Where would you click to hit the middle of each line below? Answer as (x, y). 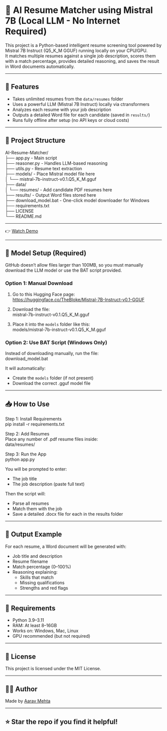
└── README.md (23, 216)
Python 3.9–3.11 (28, 620)
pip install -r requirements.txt (35, 424)
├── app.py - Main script (31, 158)
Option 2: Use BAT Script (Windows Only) (56, 343)
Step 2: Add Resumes (27, 433)
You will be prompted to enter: (36, 469)
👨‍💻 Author (21, 689)
